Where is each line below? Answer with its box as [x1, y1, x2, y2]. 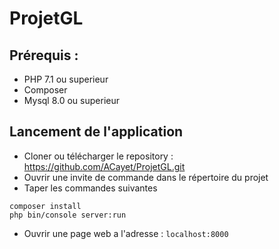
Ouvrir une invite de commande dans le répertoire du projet [23, 171, 269, 183]
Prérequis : [9, 47, 79, 64]
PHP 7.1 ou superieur [23, 73, 109, 85]
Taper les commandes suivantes [23, 182, 158, 194]
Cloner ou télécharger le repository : [23, 150, 174, 162]
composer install [9, 201, 82, 211]
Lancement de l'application [9, 123, 184, 141]
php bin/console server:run [9, 210, 127, 220]
